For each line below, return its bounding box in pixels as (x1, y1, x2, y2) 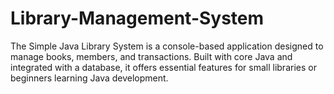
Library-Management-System (10, 7, 265, 30)
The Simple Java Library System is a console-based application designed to (10, 40, 324, 52)
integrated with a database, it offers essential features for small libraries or (10, 61, 317, 73)
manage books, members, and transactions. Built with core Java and (10, 50, 293, 62)
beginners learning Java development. (10, 72, 169, 84)
